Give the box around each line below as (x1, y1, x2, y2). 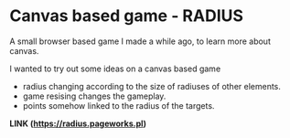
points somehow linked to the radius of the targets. (22, 100, 215, 111)
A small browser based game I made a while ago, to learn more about (9, 36, 272, 47)
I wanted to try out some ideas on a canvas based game (9, 63, 221, 74)
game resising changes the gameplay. (22, 90, 166, 101)
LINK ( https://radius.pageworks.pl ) (9, 118, 147, 129)
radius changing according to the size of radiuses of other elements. (22, 80, 282, 91)
